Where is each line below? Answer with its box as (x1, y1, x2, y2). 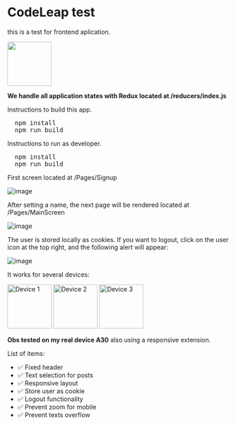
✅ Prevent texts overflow (17, 410, 90, 419)
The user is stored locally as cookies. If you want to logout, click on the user (7, 235, 229, 244)
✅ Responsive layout (17, 378, 78, 387)
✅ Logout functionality (17, 395, 83, 403)
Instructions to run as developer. (7, 139, 102, 148)
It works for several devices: (7, 270, 90, 279)
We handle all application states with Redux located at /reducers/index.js (7, 91, 227, 100)
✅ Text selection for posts (17, 371, 94, 379)
